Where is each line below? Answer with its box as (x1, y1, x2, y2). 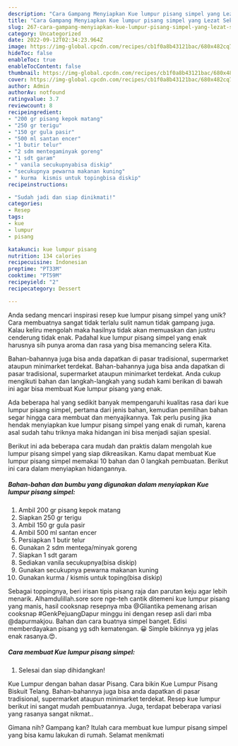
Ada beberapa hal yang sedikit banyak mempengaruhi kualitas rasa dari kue (8, 398, 229, 407)
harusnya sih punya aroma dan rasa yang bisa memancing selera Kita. (8, 340, 212, 349)
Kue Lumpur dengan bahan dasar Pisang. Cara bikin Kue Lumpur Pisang (8, 679, 218, 688)
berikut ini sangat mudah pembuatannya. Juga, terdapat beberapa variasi (8, 702, 222, 710)
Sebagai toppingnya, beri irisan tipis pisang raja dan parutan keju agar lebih (8, 586, 228, 595)
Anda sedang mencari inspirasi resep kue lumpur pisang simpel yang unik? (8, 311, 227, 319)
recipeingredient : (8, 109, 62, 116)
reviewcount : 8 (8, 102, 53, 109)
